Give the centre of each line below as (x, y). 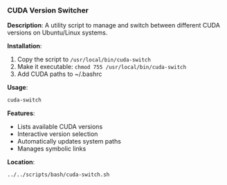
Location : (21, 162)
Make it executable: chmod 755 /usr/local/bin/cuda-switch (102, 67)
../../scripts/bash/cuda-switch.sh (58, 175)
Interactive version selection (57, 134)
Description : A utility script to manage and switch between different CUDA (113, 26)
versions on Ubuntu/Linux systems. (57, 32)
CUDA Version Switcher (48, 10)
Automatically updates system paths (69, 142)
